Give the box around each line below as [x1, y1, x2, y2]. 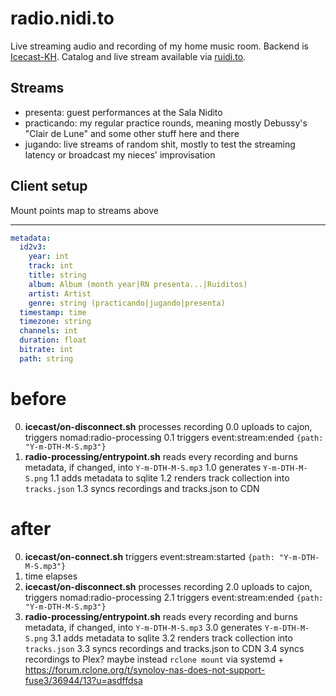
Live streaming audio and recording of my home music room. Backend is [10, 40, 309, 52]
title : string [28, 270, 87, 281]
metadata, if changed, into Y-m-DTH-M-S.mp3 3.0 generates [24, 621, 263, 633]
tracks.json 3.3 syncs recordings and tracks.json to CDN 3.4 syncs [24, 642, 305, 654]
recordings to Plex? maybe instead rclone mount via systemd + [24, 653, 285, 665]
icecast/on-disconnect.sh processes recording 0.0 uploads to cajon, [24, 420, 313, 432]
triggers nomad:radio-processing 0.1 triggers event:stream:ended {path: [24, 431, 324, 443]
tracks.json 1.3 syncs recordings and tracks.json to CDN [24, 482, 260, 494]
